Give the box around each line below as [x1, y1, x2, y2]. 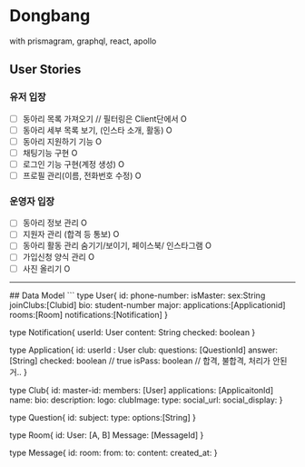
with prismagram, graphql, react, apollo [9, 35, 157, 46]
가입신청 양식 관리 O [22, 252, 95, 263]
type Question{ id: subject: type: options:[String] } [9, 412, 197, 422]
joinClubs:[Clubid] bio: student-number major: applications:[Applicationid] [9, 299, 286, 310]
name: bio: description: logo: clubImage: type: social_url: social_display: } [9, 394, 283, 405]
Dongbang [9, 5, 91, 26]
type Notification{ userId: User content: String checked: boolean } [9, 326, 256, 337]
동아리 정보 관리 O [22, 217, 88, 228]
